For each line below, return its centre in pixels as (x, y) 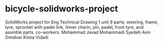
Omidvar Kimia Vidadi (27, 37)
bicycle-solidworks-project (62, 9)
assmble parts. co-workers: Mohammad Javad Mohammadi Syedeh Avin (78, 32)
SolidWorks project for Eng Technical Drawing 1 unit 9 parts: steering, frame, (82, 22)
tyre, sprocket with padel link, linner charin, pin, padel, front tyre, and (74, 27)
